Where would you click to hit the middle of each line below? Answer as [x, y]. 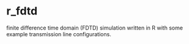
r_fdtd [22, 11]
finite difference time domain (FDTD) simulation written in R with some [95, 28]
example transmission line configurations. [59, 34]
